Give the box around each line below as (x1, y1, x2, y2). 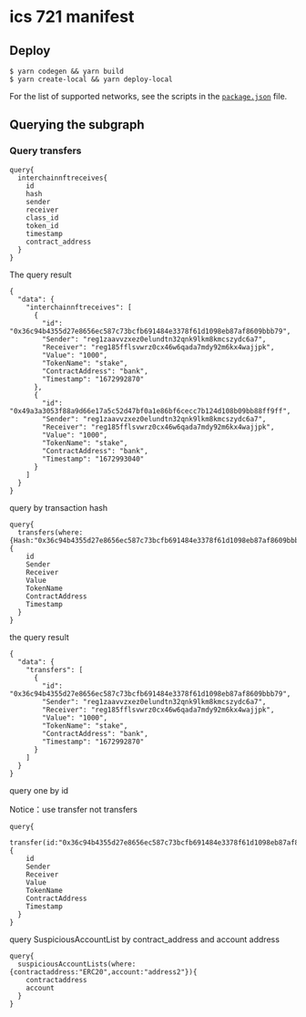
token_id (25, 221, 59, 230)
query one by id (9, 784, 69, 795)
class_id (25, 213, 59, 223)
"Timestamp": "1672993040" (42, 454, 145, 463)
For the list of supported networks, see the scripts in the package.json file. (9, 91, 288, 101)
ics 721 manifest (9, 6, 135, 27)
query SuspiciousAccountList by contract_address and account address (9, 933, 280, 945)
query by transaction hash (9, 502, 108, 513)
